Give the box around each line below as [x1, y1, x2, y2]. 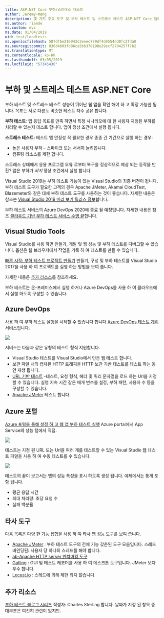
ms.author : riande [5, 21, 42, 26]
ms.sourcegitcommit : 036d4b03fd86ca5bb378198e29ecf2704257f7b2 [5, 44, 137, 48]
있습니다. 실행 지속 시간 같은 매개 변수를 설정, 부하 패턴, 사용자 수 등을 [22, 379, 155, 385]
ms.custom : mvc [5, 25, 36, 30]
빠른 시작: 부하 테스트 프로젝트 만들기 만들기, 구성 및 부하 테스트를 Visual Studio [5, 258, 158, 263]
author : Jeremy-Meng [5, 12, 47, 17]
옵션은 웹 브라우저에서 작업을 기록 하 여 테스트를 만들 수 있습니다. [15, 247, 139, 253]
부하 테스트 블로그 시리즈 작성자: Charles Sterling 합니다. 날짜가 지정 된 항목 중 [5, 602, 155, 608]
